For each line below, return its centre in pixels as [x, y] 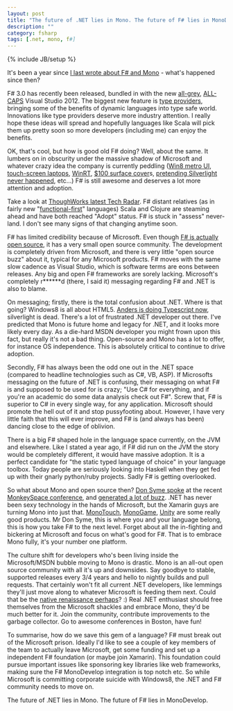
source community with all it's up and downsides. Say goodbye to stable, [112, 570]
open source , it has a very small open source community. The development [115, 244]
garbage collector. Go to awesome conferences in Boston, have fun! [105, 621]
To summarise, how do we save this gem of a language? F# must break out [114, 635]
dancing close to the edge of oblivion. [61, 426]
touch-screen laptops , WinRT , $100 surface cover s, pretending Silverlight [112, 174]
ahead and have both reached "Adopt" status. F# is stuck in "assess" [106, 217]
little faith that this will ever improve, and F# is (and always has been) [106, 419]
